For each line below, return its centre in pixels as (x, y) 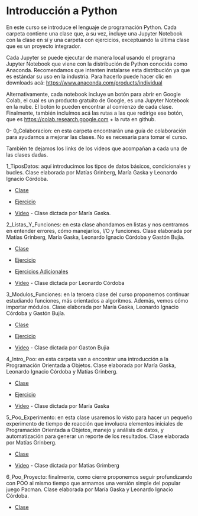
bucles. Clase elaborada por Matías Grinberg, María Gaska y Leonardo (92, 172)
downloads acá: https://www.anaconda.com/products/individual (84, 82)
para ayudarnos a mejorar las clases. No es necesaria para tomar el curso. (97, 137)
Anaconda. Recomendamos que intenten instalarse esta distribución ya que (98, 70)
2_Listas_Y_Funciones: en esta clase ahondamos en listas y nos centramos (98, 224)
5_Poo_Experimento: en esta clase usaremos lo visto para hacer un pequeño (99, 417)
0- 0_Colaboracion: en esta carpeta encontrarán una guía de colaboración (96, 131)
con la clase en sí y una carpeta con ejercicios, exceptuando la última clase (98, 40)
